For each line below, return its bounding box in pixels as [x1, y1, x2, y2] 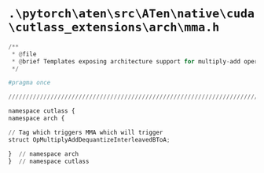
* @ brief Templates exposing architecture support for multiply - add [11, 57, 241, 65]
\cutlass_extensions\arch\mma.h [8, 20, 220, 35]
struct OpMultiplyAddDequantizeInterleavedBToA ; [8, 135, 170, 143]
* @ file [11, 50, 37, 58]
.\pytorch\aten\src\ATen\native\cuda [8, 6, 255, 21]
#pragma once [8, 79, 51, 87]
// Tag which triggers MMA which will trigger [8, 128, 163, 136]
